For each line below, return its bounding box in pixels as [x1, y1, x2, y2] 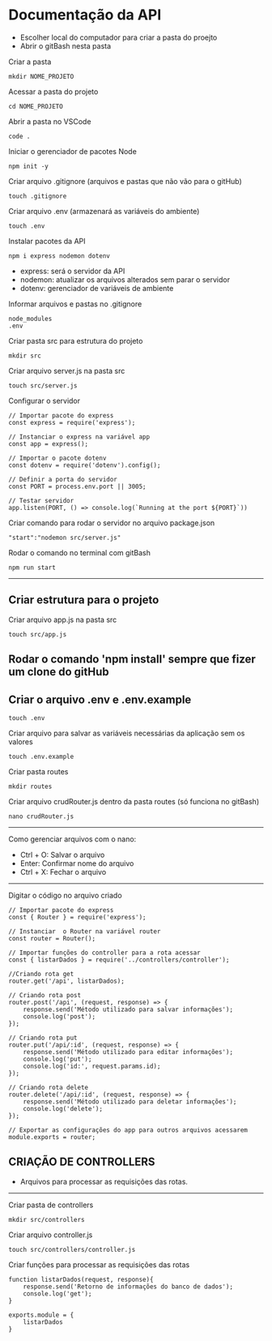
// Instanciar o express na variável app [8, 432, 151, 441]
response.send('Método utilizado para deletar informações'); [23, 1097, 237, 1106]
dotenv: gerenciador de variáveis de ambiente [19, 283, 174, 293]
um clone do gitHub [8, 665, 109, 679]
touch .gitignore [8, 192, 67, 200]
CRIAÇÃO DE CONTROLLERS [8, 1155, 155, 1169]
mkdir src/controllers [8, 1215, 85, 1223]
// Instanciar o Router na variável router [8, 927, 161, 936]
